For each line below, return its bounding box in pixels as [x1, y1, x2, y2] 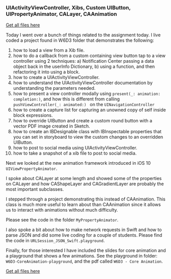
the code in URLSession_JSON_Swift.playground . [6, 238, 105, 244]
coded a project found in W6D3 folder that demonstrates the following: [6, 37, 154, 43]
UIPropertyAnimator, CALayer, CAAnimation [6, 10, 118, 17]
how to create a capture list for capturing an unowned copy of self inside [13, 107, 166, 113]
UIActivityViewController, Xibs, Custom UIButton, [6, 4, 131, 11]
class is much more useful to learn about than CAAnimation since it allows [6, 201, 161, 208]
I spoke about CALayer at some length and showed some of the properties [6, 175, 162, 182]
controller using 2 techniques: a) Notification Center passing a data [13, 58, 154, 64]
